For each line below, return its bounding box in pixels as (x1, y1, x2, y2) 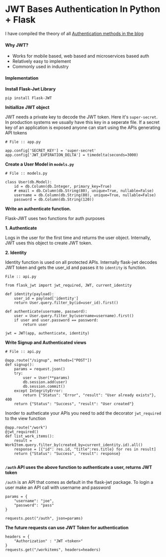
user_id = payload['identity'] (14, 296, 79, 301)
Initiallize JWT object (5, 105, 50, 111)
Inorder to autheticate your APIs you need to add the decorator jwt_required (5, 410, 162, 416)
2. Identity (5, 250, 27, 256)
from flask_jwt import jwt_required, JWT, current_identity (5, 283, 132, 288)
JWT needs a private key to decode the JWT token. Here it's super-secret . (5, 114, 158, 120)
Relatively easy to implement (12, 58, 71, 64)
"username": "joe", (14, 499, 55, 504)
